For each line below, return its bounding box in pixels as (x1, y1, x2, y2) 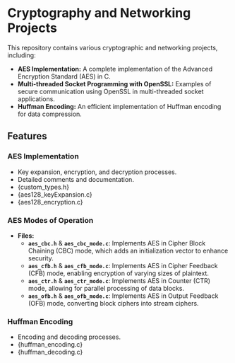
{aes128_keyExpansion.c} (17, 190, 93, 199)
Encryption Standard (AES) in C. (17, 72, 111, 81)
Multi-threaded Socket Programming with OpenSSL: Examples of (17, 79, 212, 88)
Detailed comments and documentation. (17, 175, 134, 183)
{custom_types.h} (17, 183, 69, 191)
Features (7, 130, 47, 142)
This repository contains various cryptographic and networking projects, (7, 43, 218, 52)
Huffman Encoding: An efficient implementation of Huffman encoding (17, 102, 222, 110)
